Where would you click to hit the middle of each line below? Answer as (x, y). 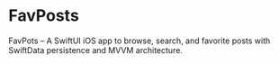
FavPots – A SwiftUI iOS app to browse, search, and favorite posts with (139, 41)
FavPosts (44, 16)
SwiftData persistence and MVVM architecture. (96, 50)
